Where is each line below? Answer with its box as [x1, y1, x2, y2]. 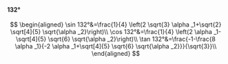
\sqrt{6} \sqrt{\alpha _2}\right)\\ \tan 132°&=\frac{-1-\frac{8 [48, 35, 216, 44]
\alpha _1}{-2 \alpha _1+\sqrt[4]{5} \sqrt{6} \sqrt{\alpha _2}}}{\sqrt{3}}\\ [14, 42, 217, 50]
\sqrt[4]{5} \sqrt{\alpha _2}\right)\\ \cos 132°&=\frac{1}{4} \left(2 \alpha [10, 28, 212, 36]
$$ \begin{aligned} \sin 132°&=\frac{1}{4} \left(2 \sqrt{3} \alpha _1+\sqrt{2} [10, 20, 222, 29]
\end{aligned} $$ [91, 50, 141, 58]
